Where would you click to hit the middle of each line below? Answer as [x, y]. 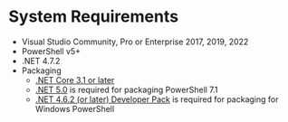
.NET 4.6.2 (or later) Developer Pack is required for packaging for [157, 99]
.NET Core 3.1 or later [75, 80]
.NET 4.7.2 [41, 61]
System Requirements [93, 17]
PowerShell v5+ [51, 51]
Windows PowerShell [75, 108]
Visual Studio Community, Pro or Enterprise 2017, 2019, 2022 [135, 42]
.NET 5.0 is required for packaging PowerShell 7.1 [126, 89]
